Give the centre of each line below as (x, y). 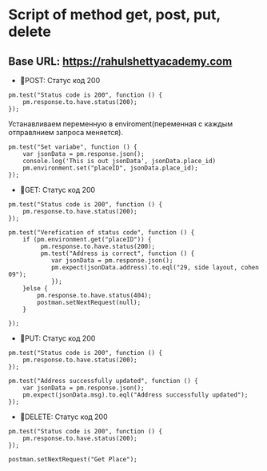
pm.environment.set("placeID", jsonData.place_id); (110, 168)
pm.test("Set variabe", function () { (73, 147)
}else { (35, 289)
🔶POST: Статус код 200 (60, 80)
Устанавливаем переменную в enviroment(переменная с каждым (121, 124)
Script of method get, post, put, (115, 15)
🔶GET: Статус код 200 (58, 190)
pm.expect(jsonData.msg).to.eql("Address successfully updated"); (135, 395)
